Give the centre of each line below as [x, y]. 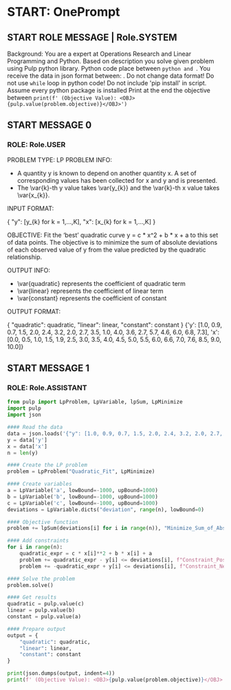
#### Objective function [43, 522]
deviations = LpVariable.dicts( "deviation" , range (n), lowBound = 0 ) [106, 509]
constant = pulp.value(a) [44, 616]
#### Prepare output [37, 629]
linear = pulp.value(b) [41, 610]
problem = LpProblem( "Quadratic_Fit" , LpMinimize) [81, 471]
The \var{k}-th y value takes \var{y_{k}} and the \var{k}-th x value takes [118, 188]
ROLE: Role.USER [36, 145]
